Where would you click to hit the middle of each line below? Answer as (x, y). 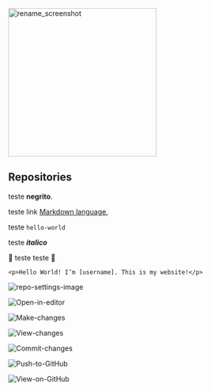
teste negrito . (30, 196)
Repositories (40, 177)
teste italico (28, 242)
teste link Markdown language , (58, 211)
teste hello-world (37, 227)
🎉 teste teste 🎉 (32, 257)
